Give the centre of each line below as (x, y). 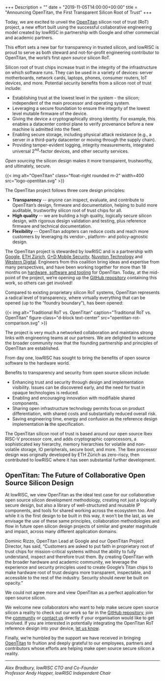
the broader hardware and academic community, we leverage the (71, 562)
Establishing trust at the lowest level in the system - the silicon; (76, 98)
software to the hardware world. (38, 363)
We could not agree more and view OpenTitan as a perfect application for (79, 593)
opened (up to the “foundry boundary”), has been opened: (64, 303)
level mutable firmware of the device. (50, 113)
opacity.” (14, 583)
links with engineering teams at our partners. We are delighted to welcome (81, 338)
